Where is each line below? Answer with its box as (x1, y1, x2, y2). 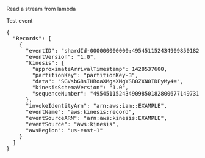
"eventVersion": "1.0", (25, 53, 97, 60)
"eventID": (25, 47, 58, 54)
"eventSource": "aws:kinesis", (25, 121, 120, 127)
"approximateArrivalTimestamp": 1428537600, (32, 66, 168, 72)
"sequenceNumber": (32, 90, 87, 97)
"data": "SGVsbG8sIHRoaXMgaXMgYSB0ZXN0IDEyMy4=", (32, 78, 184, 85)
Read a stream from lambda (6, 6, 76, 12)
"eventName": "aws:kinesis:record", (25, 108, 135, 115)
